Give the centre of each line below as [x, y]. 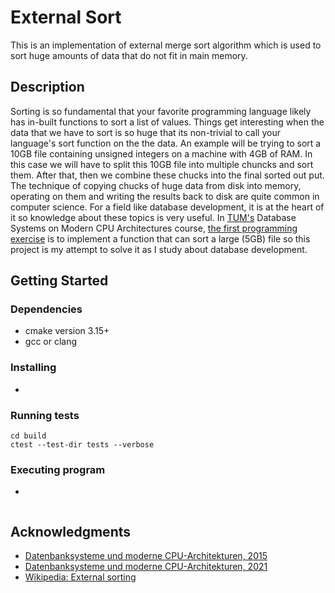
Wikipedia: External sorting [80, 577]
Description [47, 87]
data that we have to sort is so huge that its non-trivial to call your [145, 132]
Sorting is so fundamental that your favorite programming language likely [161, 111]
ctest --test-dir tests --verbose [82, 445]
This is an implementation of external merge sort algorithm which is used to [166, 45]
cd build [28, 436]
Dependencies [46, 309]
